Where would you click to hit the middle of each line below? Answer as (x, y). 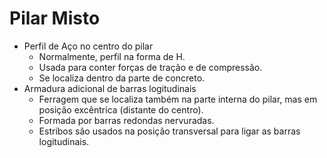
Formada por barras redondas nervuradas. (126, 120)
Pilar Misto (55, 18)
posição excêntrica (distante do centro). (121, 109)
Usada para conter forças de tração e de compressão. (150, 67)
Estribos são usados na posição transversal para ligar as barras (169, 131)
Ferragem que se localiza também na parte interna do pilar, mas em (178, 99)
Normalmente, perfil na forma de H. (112, 56)
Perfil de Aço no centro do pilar (88, 46)
